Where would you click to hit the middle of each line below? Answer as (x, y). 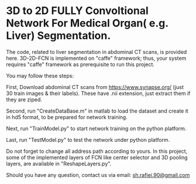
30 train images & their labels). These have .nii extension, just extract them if (98, 93)
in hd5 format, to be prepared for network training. (67, 117)
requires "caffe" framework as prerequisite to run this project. (80, 64)
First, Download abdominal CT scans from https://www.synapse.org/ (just (95, 87)
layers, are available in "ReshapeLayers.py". (59, 163)
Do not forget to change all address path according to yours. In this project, (97, 151)
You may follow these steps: (40, 76)
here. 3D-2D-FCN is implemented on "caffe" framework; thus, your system (96, 58)
